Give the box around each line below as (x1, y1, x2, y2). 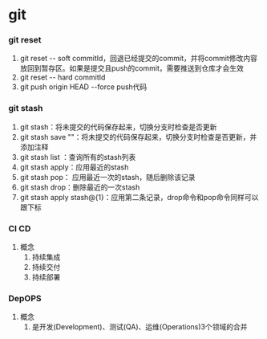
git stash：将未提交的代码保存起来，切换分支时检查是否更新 (19, 122, 217, 132)
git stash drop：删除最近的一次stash (19, 182, 140, 192)
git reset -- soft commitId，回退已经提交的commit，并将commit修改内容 (19, 54, 258, 63)
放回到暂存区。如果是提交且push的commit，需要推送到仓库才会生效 (19, 63, 245, 73)
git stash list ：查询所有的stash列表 (19, 152, 136, 161)
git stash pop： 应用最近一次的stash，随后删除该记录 (19, 172, 196, 182)
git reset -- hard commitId (19, 72, 106, 82)
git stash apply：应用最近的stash (19, 162, 129, 172)
